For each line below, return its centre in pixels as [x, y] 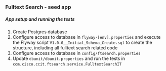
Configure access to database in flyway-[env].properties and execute [87, 37]
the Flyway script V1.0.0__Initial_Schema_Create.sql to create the [82, 42]
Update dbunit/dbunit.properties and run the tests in [69, 58]
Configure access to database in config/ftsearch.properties [76, 53]
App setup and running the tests [40, 19]
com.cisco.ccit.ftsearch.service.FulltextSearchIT [67, 64]
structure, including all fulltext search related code [65, 48]
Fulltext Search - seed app [38, 7]
